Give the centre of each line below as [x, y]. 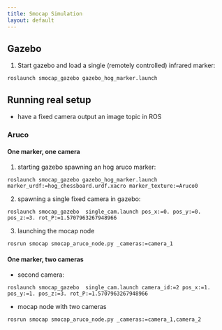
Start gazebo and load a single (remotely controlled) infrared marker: [116, 66]
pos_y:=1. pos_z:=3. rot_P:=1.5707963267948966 [78, 294]
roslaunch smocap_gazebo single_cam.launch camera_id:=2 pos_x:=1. [109, 288]
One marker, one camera [44, 151]
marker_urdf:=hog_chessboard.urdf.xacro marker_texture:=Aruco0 [103, 186]
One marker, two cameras [45, 259]
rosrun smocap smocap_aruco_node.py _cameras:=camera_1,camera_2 [104, 319]
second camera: [41, 275]
